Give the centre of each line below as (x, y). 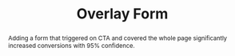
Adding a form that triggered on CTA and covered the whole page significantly (117, 38)
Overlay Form (122, 14)
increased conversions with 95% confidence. (71, 45)
